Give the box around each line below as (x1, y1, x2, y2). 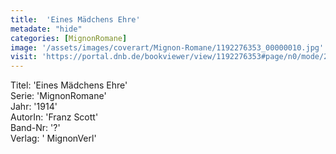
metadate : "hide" (10, 24, 83, 34)
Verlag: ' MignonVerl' (10, 132, 97, 145)
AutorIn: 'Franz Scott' (10, 111, 99, 123)
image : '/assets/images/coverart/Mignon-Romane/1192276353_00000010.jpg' (10, 42, 325, 53)
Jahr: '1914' (10, 101, 58, 113)
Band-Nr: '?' (10, 122, 61, 134)
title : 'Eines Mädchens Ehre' (10, 14, 141, 25)
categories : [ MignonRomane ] (10, 33, 128, 43)
